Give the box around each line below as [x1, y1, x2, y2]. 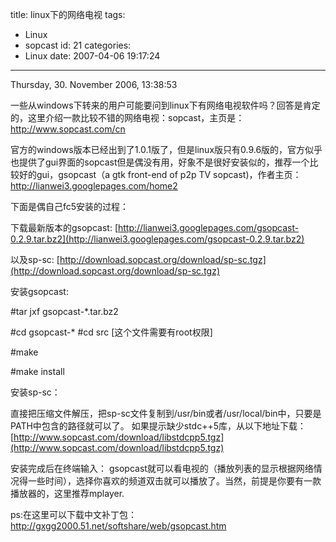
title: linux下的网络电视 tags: [10, 9, 126, 20]
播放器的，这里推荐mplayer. [10, 488, 125, 499]
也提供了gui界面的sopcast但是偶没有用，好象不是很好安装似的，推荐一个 [10, 156, 310, 168]
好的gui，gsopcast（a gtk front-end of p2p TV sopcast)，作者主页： [18, 169, 302, 180]
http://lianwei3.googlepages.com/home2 [10, 180, 178, 192]
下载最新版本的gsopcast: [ [10, 222, 118, 233]
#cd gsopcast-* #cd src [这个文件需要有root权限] [10, 326, 213, 338]
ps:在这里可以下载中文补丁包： [10, 509, 137, 520]
